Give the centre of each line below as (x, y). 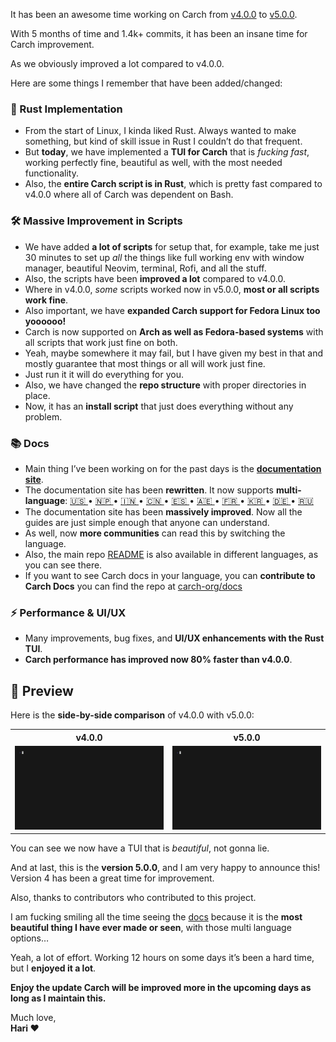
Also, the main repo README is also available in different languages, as (171, 554)
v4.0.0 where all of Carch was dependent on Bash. (129, 195)
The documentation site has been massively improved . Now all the (163, 511)
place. (37, 395)
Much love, (33, 1018)
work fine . (46, 300)
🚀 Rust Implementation (66, 109)
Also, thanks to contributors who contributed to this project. (133, 898)
